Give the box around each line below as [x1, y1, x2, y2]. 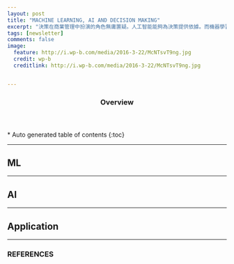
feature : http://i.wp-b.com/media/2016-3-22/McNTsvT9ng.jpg [13, 49, 192, 56]
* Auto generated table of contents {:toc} [7, 130, 125, 139]
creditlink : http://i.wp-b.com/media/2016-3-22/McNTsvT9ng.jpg [13, 62, 201, 69]
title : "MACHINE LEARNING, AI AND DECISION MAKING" [7, 17, 160, 24]
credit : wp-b [13, 56, 52, 63]
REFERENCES [7, 249, 54, 258]
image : [7, 42, 26, 49]
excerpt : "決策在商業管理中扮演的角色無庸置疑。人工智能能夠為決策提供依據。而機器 [7, 23, 220, 30]
